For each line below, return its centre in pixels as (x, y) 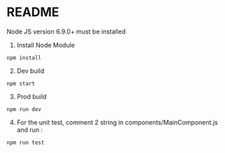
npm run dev (24, 109)
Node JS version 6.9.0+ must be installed (66, 31)
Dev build (30, 71)
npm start (21, 83)
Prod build (32, 96)
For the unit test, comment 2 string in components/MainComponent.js (117, 122)
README (33, 12)
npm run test (26, 143)
